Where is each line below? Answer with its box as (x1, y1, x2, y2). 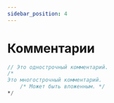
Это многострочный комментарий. (7, 76, 102, 84)
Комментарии (7, 40, 95, 56)
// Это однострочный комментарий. (7, 64, 109, 71)
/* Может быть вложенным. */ (20, 83, 106, 90)
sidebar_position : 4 (7, 10, 68, 18)
